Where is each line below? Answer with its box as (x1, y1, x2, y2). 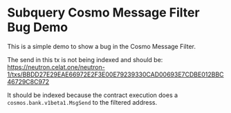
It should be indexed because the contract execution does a (7, 91, 178, 99)
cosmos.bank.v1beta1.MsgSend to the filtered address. (7, 98, 158, 106)
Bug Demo (7, 19, 68, 35)
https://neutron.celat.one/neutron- (7, 63, 105, 71)
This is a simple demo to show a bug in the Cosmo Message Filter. (7, 42, 196, 50)
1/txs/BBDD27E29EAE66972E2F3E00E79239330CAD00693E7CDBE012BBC (7, 70, 224, 79)
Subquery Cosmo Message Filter (7, 5, 200, 21)
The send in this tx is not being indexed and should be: (7, 55, 163, 63)
